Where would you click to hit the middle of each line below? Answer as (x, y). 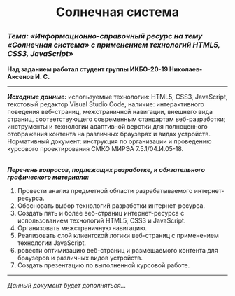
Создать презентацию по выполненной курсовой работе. (104, 265)
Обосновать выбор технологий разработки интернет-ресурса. (111, 205)
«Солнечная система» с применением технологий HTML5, (114, 45)
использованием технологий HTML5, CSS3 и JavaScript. (101, 220)
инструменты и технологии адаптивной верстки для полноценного (107, 126)
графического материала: (48, 177)
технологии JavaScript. (51, 243)
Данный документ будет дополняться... (67, 285)
